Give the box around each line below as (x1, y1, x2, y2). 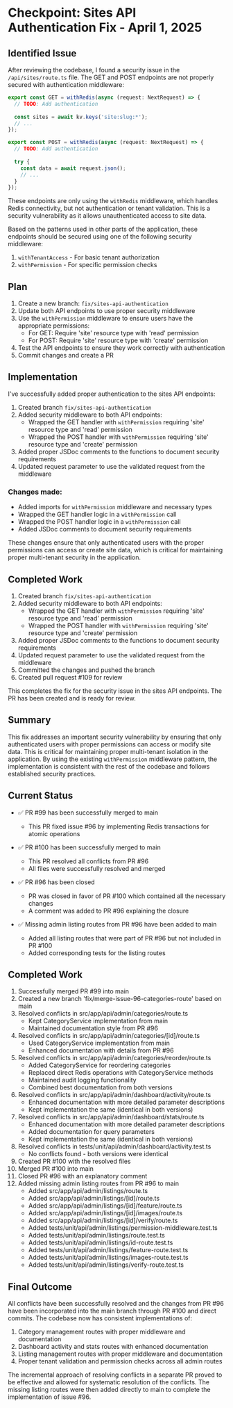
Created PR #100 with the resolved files (17, 1157, 131, 1166)
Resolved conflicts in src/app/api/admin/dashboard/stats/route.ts (17, 1113, 205, 1121)
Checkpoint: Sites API (8, 5, 137, 21)
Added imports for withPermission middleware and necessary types (17, 503, 212, 511)
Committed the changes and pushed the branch (17, 666, 155, 674)
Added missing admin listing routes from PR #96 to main (17, 1179, 180, 1187)
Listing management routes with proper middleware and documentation (17, 1350, 223, 1358)
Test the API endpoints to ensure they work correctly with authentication (17, 344, 225, 352)
